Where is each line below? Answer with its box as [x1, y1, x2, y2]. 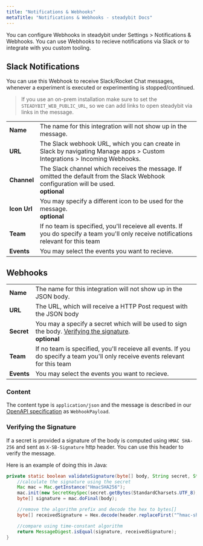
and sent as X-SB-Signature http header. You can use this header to [16, 443, 184, 450]
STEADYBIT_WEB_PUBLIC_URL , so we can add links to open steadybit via [21, 102, 193, 110]
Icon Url [9, 205, 33, 213]
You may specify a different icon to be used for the [39, 197, 184, 206]
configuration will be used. [39, 180, 115, 188]
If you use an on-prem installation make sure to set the [21, 96, 157, 103]
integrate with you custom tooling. [6, 44, 91, 51]
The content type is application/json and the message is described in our [6, 401, 192, 409]
